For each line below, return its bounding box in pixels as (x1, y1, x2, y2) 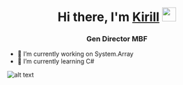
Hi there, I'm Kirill (57, 9, 160, 25)
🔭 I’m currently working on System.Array (17, 49, 134, 59)
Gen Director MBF (86, 34, 148, 44)
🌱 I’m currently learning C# (17, 57, 95, 65)
